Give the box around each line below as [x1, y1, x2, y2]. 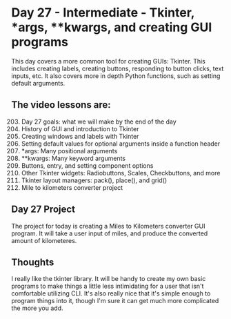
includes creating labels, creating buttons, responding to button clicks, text [11, 64, 224, 72]
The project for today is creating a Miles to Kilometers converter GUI [11, 222, 205, 230]
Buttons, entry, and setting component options [21, 161, 154, 170]
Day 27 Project [11, 204, 75, 215]
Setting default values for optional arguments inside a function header [21, 139, 221, 148]
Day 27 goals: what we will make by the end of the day [21, 117, 177, 126]
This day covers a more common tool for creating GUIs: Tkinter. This [11, 57, 205, 65]
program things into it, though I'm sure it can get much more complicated [11, 297, 219, 305]
